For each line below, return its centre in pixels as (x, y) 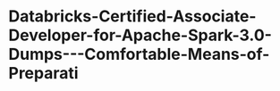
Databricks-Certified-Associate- (132, 17)
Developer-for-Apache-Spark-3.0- (140, 35)
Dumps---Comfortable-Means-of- (139, 54)
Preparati (43, 74)
